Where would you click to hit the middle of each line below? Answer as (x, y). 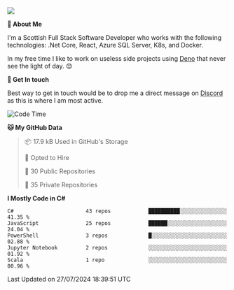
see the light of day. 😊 (40, 66)
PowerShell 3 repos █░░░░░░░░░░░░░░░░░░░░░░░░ (117, 235)
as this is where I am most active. (55, 100)
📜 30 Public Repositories (60, 171)
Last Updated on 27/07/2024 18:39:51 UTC (69, 279)
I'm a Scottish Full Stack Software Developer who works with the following (115, 37)
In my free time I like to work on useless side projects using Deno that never (117, 58)
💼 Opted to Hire (47, 158)
